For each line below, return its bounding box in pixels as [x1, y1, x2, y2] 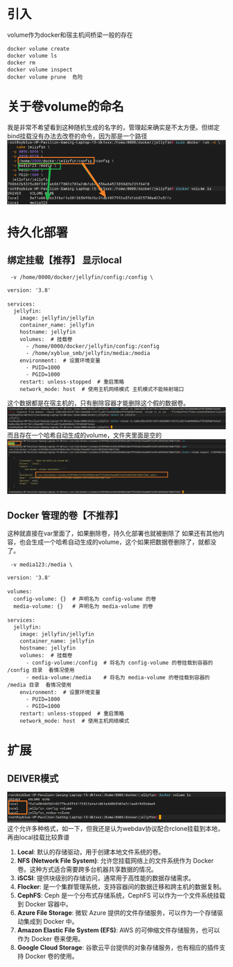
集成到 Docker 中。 [23, 917, 78, 925]
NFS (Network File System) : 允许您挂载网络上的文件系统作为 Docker [17, 856, 214, 865]
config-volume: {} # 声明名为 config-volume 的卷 [13, 595, 157, 602]
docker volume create [7, 45, 70, 52]
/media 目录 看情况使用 [7, 681, 71, 688]
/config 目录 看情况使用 [7, 666, 75, 674]
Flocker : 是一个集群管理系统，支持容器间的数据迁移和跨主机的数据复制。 [17, 882, 225, 891]
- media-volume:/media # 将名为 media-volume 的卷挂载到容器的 [25, 674, 210, 681]
